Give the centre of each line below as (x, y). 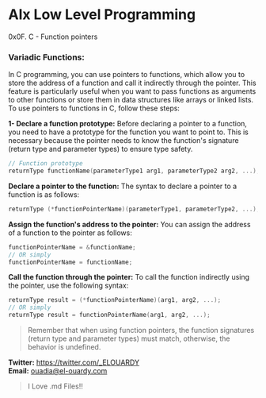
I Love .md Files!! (55, 386)
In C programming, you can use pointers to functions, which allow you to (127, 75)
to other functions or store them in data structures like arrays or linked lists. (131, 100)
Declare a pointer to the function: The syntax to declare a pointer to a (123, 186)
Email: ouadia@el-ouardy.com (58, 371)
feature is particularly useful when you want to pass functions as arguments (132, 91)
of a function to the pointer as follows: (70, 233)
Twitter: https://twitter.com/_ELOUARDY (74, 362)
